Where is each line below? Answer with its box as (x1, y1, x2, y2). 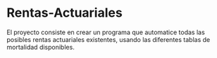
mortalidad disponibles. (6, 43, 75, 51)
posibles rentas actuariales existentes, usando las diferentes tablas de (6, 35, 211, 43)
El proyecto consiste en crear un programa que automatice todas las (6, 28, 205, 36)
